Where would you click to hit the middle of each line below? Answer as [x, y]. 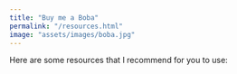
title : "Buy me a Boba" [54, 18]
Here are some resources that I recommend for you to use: [118, 60]
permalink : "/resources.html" [66, 26]
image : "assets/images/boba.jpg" [72, 34]
